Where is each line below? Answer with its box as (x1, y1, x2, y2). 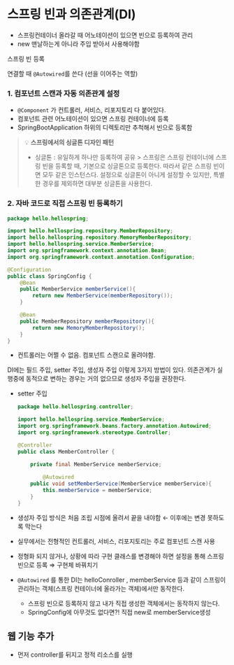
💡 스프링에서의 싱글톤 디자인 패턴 (24, 138, 114, 147)
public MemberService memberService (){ (20, 286, 136, 293)
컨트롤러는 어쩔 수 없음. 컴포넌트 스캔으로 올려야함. (17, 351, 156, 359)
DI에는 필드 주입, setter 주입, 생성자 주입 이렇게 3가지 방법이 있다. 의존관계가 (7, 365, 216, 374)
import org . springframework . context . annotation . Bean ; (7, 247, 168, 254)
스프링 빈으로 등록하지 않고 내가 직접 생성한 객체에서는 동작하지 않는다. (27, 599, 220, 608)
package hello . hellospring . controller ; (17, 403, 134, 410)
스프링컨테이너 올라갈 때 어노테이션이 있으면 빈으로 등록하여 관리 (17, 31, 193, 39)
